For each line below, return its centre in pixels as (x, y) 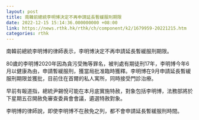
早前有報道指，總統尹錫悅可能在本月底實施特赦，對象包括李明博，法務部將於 (99, 91)
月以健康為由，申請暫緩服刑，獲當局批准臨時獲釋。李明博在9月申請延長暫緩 (99, 71)
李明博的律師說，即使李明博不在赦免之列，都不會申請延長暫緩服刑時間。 (94, 111)
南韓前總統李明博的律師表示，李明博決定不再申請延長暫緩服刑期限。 (89, 51)
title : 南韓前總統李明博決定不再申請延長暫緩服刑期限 (64, 17)
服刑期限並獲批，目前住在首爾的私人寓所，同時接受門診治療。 (81, 79)
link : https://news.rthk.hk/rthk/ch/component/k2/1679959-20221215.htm (96, 28)
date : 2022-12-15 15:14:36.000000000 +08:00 (62, 22)
